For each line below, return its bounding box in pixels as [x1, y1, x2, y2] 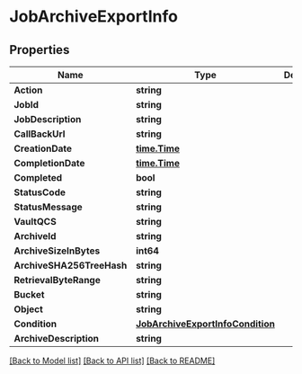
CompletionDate [13, 157, 85, 169]
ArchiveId [13, 230, 57, 242]
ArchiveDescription [13, 333, 100, 344]
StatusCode [13, 186, 66, 199]
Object [13, 303, 43, 316]
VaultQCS [13, 216, 57, 227]
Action [13, 84, 43, 96]
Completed [13, 172, 63, 183]
